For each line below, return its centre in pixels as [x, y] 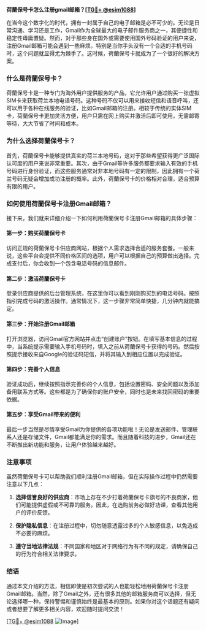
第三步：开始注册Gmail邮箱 [41, 324]
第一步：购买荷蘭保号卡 [36, 233]
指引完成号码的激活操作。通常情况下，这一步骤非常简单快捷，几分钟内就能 [100, 301]
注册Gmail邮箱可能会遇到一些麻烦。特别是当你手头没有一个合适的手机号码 [100, 46]
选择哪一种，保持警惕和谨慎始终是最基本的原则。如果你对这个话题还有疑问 [105, 601]
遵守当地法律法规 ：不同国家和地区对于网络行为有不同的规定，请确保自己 [106, 546]
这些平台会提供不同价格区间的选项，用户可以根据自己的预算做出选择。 [105, 256]
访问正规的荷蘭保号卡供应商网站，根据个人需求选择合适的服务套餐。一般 [97, 248]
